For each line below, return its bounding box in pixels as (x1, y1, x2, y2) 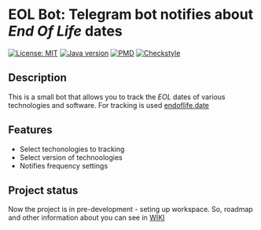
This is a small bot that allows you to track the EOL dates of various (8, 92, 226, 102)
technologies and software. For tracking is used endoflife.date (8, 100, 210, 109)
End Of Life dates (8, 22, 123, 40)
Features (8, 124, 53, 137)
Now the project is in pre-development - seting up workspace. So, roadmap (8, 205, 253, 214)
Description (8, 71, 67, 84)
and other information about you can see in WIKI (8, 213, 165, 222)
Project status (8, 184, 79, 197)
